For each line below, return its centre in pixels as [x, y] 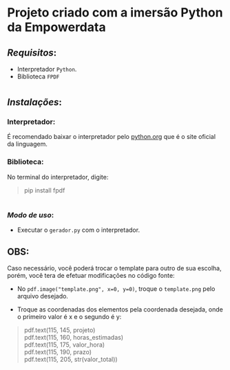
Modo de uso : [31, 215]
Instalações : [34, 102]
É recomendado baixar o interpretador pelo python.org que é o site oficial [111, 137]
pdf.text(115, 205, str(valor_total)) [71, 360]
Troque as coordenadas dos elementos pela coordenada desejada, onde [120, 309]
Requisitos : [32, 53]
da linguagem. [28, 144]
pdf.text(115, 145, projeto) [60, 330]
